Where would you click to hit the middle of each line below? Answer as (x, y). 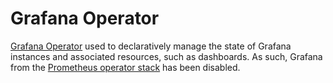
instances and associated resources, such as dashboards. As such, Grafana (166, 56)
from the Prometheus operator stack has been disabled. (125, 67)
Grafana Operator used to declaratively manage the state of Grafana (151, 46)
